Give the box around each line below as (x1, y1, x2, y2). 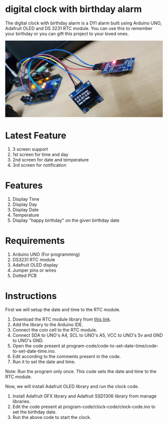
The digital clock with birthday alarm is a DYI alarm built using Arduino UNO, (5, 20, 162, 26)
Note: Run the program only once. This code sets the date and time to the (5, 369, 156, 375)
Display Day (12, 201, 37, 208)
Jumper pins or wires (12, 267, 56, 273)
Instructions (5, 290, 57, 302)
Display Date (12, 207, 39, 213)
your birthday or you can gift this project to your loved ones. (5, 30, 129, 36)
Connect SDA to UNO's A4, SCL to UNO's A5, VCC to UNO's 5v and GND (12, 332, 163, 338)
